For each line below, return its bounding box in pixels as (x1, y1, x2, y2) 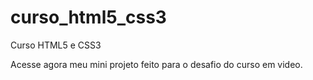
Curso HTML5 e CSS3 (10, 39, 102, 51)
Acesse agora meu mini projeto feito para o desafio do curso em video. (10, 58, 303, 70)
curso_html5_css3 (10, 6, 167, 29)
